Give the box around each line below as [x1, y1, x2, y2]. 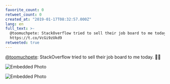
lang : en [5, 21, 24, 27]
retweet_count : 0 [5, 12, 42, 17]
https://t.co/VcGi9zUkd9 [10, 36, 62, 41]
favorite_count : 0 [5, 7, 44, 13]
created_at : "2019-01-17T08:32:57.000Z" [5, 17, 92, 22]
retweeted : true [5, 40, 39, 45]
